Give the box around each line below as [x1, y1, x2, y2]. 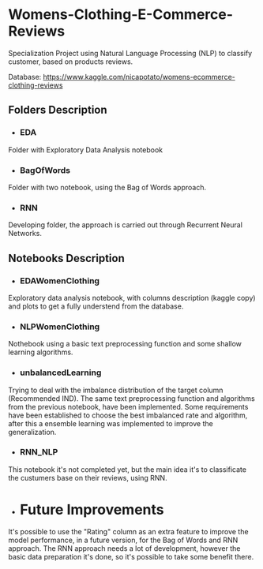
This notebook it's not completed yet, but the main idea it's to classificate [8, 464, 247, 474]
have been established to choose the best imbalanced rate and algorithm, [8, 410, 248, 420]
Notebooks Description [8, 251, 125, 265]
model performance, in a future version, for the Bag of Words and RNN [8, 535, 239, 545]
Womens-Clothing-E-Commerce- [8, 6, 234, 24]
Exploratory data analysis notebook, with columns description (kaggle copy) [8, 293, 256, 302]
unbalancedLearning [19, 367, 102, 378]
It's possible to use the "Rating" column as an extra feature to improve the [8, 526, 249, 536]
